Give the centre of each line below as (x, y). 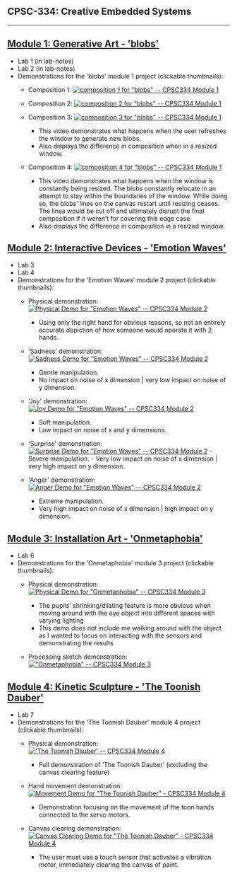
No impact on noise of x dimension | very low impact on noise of (132, 380)
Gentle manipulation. (68, 373)
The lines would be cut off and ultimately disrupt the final (121, 211)
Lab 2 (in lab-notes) (46, 68)
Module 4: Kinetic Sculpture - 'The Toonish (104, 687)
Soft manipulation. (65, 422)
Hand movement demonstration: (75, 786)
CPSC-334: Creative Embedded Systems (99, 12)
